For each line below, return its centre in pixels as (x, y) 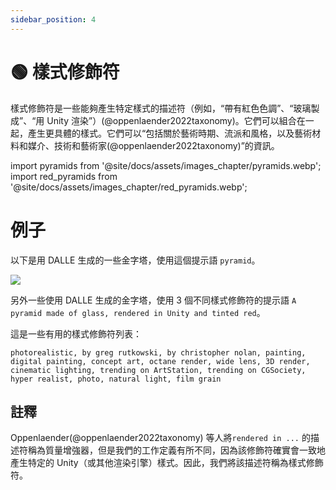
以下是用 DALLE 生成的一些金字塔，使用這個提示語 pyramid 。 (135, 260)
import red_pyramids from (64, 176)
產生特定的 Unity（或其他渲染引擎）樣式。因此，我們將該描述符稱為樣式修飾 (167, 463)
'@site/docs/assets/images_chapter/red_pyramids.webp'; (129, 187)
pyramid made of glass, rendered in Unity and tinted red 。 (138, 312)
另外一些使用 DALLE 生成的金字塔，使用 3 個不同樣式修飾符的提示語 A (153, 300)
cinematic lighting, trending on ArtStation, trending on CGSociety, (158, 370)
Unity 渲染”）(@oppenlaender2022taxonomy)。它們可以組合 (171, 120)
